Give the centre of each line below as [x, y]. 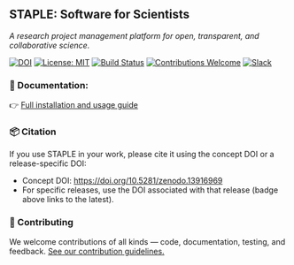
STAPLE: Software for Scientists [100, 15]
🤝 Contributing [41, 223]
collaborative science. [50, 45]
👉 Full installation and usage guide [74, 105]
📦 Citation [33, 132]
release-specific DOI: [48, 163]
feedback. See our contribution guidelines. [87, 251]
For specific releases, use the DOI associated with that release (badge [150, 190]
